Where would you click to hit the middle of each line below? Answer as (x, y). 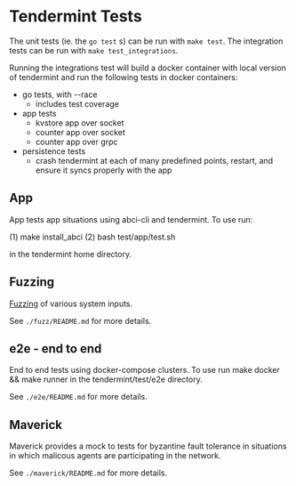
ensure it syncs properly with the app (104, 170)
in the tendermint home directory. (70, 254)
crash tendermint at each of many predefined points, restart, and (154, 160)
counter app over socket (80, 132)
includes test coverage (77, 103)
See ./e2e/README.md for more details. (79, 397)
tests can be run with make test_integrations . (94, 50)
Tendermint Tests (76, 16)
